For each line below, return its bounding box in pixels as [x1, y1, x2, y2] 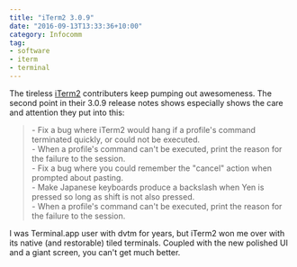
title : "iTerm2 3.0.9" [9, 13, 94, 22]
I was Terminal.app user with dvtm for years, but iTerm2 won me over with [9, 227, 285, 238]
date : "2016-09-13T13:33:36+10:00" [9, 22, 143, 31]
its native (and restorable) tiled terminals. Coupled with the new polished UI [9, 237, 288, 248]
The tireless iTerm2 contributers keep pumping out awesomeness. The [9, 87, 273, 99]
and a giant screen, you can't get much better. [9, 246, 181, 257]
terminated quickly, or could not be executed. [31, 134, 201, 145]
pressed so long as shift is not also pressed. [31, 191, 195, 202]
